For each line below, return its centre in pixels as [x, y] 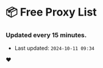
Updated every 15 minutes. [46, 36]
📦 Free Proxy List [51, 12]
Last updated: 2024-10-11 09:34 [55, 48]
